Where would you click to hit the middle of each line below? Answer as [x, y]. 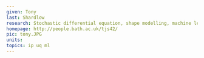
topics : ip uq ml [28, 46]
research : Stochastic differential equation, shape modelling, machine [99, 23]
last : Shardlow [25, 18]
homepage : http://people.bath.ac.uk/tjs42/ [62, 29]
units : [15, 40]
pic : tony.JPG [24, 34]
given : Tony [21, 12]
